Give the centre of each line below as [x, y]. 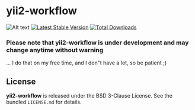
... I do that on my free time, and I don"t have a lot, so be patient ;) [87, 63]
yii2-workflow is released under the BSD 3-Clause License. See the [89, 96]
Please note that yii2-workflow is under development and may [97, 43]
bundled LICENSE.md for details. [44, 102]
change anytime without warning [55, 50]
